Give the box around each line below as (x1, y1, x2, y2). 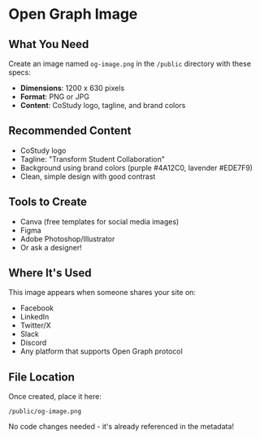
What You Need (8, 37, 89, 51)
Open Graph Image (8, 5, 138, 24)
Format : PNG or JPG (19, 92, 89, 102)
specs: (8, 67, 31, 77)
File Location (8, 370, 76, 384)
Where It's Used (8, 266, 92, 280)
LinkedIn (19, 312, 50, 322)
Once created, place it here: (8, 392, 102, 402)
